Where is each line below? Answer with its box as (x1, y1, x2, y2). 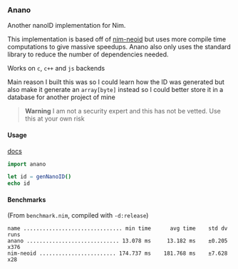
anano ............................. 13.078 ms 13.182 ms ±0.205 (7, 238, 228, 245)
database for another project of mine (7, 93, 115, 101)
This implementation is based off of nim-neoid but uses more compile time (7, 35, 227, 44)
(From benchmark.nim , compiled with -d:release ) (7, 211, 149, 220)
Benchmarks (7, 195, 46, 204)
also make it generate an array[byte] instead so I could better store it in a (7, 86, 224, 94)
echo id (7, 180, 31, 187)
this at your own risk (24, 114, 85, 123)
